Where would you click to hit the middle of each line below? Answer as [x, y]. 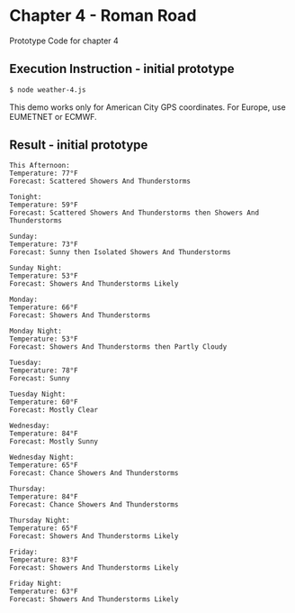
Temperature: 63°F [44, 591]
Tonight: [26, 197]
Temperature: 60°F [44, 402]
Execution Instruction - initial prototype [122, 69]
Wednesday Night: [42, 457]
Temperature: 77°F [44, 174]
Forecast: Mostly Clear [54, 410]
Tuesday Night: [38, 394]
